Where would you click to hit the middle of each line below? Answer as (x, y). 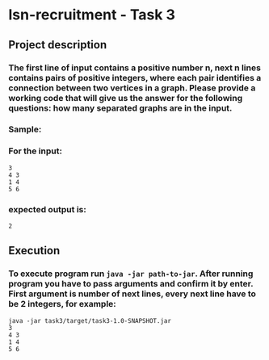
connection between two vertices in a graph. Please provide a (132, 88)
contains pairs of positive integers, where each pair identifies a (135, 77)
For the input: (36, 151)
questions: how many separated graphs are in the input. (120, 108)
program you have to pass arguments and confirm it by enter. (131, 284)
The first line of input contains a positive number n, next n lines (134, 68)
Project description (58, 45)
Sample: (25, 129)
